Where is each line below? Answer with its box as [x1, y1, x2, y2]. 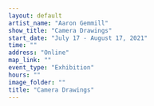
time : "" [8, 41, 38, 49]
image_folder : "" [8, 78, 66, 86]
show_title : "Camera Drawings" [8, 26, 113, 34]
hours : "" [8, 71, 41, 79]
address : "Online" [8, 49, 69, 57]
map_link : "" [8, 57, 52, 65]
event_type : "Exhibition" [8, 64, 94, 72]
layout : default [8, 11, 62, 20]
